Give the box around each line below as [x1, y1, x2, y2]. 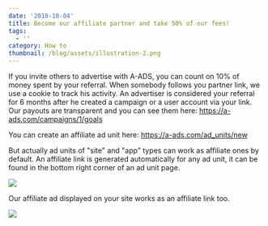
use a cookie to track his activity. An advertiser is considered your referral [8, 89, 255, 98]
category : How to [8, 42, 67, 50]
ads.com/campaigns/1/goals [8, 115, 103, 123]
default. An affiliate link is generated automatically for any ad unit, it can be [8, 154, 258, 164]
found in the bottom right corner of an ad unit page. [8, 163, 181, 172]
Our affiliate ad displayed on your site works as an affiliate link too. [8, 194, 231, 203]
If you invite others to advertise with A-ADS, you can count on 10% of [8, 72, 240, 81]
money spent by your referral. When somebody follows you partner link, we [8, 80, 261, 90]
